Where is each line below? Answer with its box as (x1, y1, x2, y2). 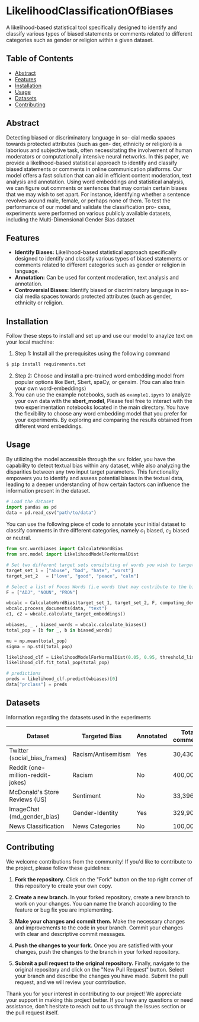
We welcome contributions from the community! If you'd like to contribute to (6, 858, 192, 865)
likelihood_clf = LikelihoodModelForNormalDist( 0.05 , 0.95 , (6, 654, 158, 660)
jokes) (9, 778, 27, 786)
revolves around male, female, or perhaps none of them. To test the (6, 197, 171, 204)
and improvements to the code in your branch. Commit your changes (14, 924, 184, 931)
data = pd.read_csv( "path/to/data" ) (6, 509, 97, 516)
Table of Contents (6, 53, 74, 64)
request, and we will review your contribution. (14, 978, 126, 986)
